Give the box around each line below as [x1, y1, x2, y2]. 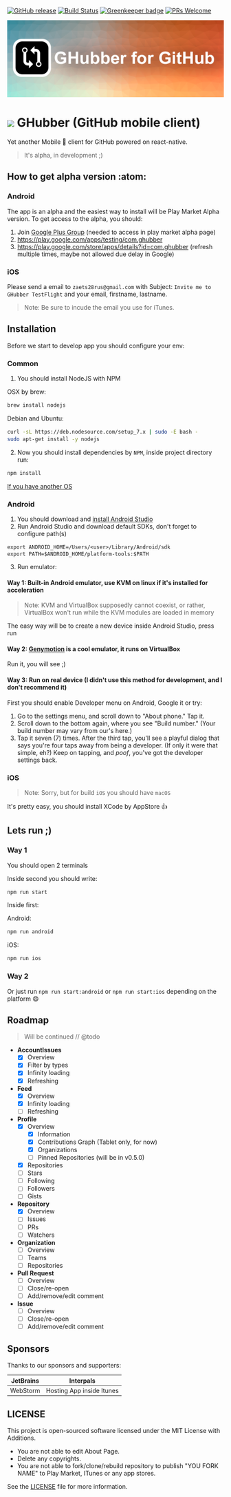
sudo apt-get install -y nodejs [7, 436, 100, 443]
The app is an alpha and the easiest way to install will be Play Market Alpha [7, 207, 220, 215]
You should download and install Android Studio [16, 515, 153, 523]
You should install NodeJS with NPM [16, 374, 121, 383]
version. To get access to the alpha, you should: [7, 214, 143, 223]
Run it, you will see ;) [7, 660, 67, 668]
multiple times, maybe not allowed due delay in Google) [16, 250, 175, 258]
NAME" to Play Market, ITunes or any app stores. [16, 1469, 156, 1478]
